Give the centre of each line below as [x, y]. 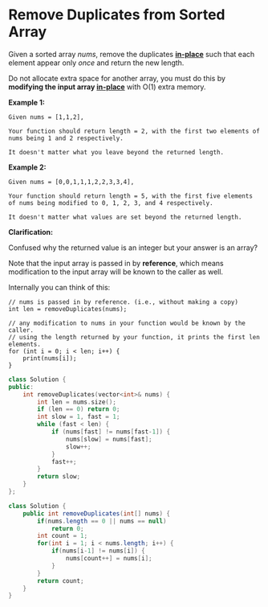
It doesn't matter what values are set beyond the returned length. [125, 217]
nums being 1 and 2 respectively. [66, 138]
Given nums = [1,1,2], [46, 117]
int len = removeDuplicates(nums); [68, 309]
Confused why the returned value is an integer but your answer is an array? [133, 248]
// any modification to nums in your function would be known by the [127, 323]
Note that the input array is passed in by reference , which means [116, 263]
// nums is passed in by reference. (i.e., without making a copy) [124, 302]
